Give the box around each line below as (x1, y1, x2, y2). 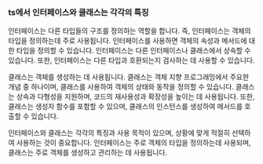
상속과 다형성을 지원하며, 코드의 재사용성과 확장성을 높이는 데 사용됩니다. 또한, (16, 92, 255, 101)
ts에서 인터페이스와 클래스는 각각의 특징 (8, 6, 149, 17)
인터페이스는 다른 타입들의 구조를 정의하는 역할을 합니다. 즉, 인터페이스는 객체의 (8, 26, 251, 36)
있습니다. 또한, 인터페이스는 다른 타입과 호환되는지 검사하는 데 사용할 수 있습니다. (8, 56, 255, 65)
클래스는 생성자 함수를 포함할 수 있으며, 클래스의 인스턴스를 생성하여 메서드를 (8, 102, 243, 111)
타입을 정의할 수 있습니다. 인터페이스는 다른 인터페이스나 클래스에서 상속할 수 (16, 46, 251, 56)
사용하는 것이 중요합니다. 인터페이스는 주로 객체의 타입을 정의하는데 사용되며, (16, 138, 251, 148)
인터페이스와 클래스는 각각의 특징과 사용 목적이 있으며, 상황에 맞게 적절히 (8, 128, 230, 138)
